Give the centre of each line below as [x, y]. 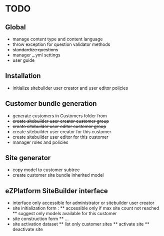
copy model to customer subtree [46, 170]
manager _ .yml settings [36, 55]
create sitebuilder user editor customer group [59, 126]
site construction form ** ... [40, 219]
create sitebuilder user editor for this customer [60, 137]
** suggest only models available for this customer [64, 214]
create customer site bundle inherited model [58, 175]
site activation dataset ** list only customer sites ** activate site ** [81, 224]
